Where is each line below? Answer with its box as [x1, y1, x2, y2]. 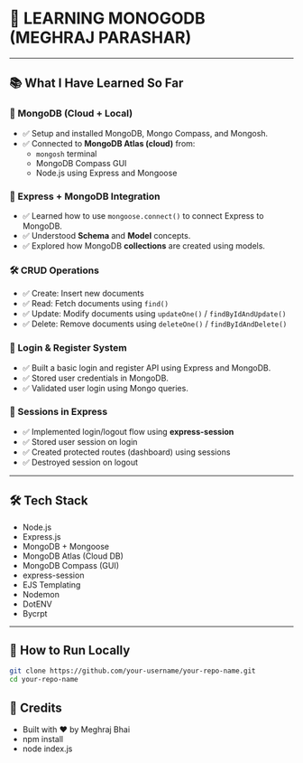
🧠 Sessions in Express [9, 406, 108, 419]
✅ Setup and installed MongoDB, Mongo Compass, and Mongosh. [22, 127, 269, 138]
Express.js [22, 531, 61, 542]
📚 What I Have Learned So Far [9, 76, 184, 91]
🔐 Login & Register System [9, 342, 128, 354]
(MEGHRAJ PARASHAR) [9, 27, 192, 48]
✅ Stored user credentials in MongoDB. [22, 372, 170, 383]
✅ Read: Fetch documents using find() [22, 298, 170, 309]
